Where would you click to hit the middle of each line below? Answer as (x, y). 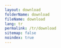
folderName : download (27, 14)
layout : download (23, 10)
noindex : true (19, 38)
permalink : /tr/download (30, 28)
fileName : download (25, 19)
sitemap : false (20, 33)
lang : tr (14, 24)
